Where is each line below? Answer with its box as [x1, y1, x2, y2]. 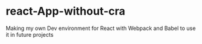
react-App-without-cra [6, 4, 126, 18]
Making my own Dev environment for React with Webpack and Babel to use [6, 24, 196, 32]
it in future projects [6, 31, 54, 38]
